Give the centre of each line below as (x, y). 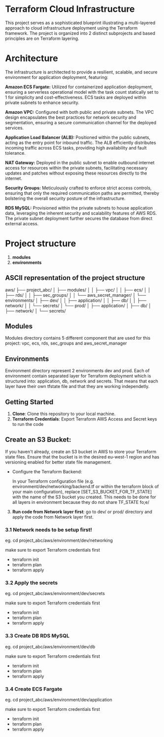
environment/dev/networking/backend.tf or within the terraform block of (85, 486)
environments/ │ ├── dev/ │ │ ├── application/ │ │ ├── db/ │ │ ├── (76, 300)
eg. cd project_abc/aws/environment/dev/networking (59, 540)
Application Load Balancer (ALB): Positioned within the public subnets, (78, 137)
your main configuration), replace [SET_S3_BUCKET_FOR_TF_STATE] (82, 491)
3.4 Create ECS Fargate (34, 689)
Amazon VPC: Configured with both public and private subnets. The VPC (80, 112)
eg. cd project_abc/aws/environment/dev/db (50, 646)
